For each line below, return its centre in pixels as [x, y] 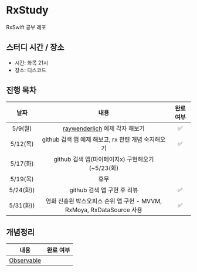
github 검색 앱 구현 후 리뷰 [104, 190]
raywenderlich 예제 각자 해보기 [103, 128]
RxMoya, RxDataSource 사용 [104, 210]
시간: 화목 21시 [31, 63]
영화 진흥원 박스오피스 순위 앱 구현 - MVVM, [104, 201]
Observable [25, 260]
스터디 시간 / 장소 [35, 47]
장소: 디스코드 [30, 70]
